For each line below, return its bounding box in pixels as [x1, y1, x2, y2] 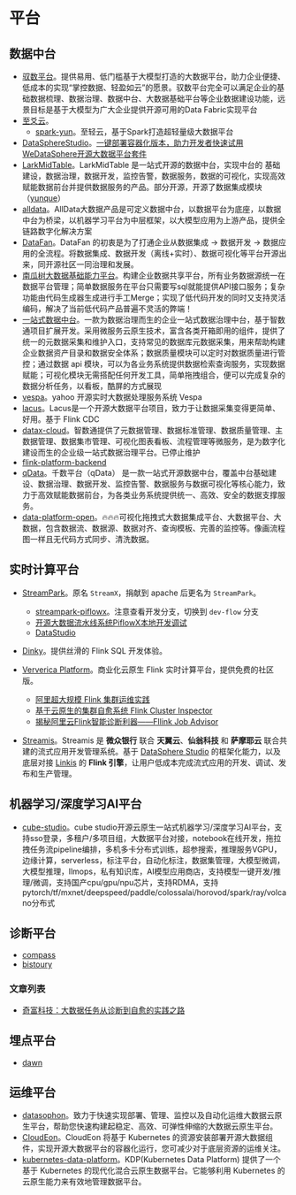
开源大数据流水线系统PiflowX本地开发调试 [34, 617, 187, 628]
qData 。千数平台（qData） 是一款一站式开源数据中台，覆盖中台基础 [21, 468, 269, 478]
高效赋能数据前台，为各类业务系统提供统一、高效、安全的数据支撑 [37, 490, 278, 500]
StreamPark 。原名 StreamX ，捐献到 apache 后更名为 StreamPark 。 [21, 587, 262, 598]
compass [21, 950, 56, 961]
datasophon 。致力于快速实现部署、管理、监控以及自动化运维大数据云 [21, 1110, 276, 1121]
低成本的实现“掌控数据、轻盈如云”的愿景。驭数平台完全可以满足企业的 [21, 82, 277, 93]
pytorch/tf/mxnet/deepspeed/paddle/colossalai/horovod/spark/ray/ [21, 886, 268, 898]
